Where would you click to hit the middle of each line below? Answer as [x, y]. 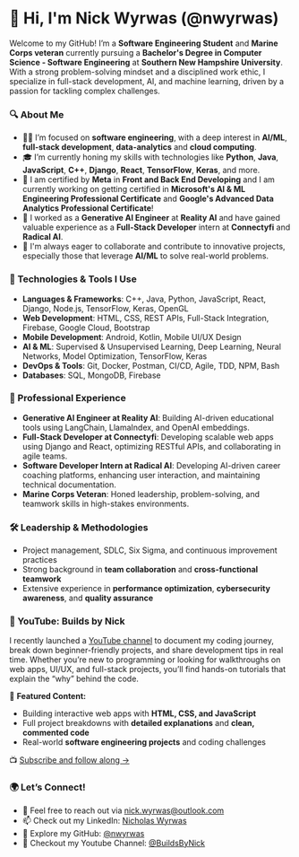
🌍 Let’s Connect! [47, 787]
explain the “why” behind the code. [74, 679]
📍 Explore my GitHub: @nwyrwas [83, 833]
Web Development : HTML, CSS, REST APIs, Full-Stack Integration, [145, 318]
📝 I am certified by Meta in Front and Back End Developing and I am [149, 179]
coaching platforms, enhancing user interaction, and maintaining [141, 475]
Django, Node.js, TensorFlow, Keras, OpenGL [106, 308]
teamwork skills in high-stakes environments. [106, 503]
